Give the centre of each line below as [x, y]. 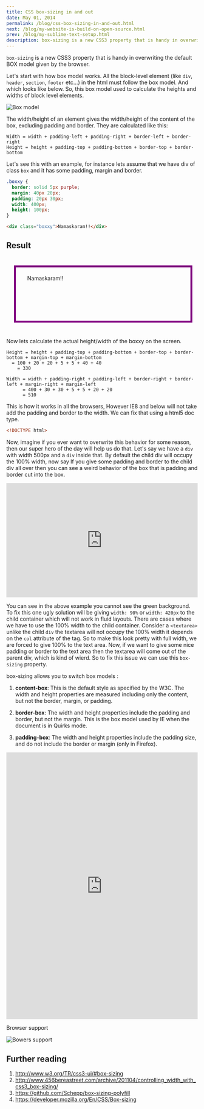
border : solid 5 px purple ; [46, 187]
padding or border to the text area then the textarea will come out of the [96, 651]
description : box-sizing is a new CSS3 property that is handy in [92, 40]
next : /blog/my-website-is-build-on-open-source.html [76, 29]
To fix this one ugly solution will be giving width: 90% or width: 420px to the [100, 613]
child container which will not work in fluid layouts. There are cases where [99, 619]
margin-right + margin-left [61, 385]
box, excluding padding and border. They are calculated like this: [87, 125]
